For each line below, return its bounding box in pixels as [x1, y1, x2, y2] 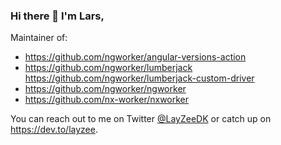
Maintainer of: [10, 32, 68, 44]
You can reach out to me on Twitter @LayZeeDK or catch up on [10, 113, 272, 125]
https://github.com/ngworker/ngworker [24, 83, 187, 95]
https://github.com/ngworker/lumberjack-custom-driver [24, 72, 255, 84]
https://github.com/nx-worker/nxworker [24, 94, 190, 106]
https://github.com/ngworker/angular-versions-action [24, 51, 247, 63]
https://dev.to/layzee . [10, 124, 98, 136]
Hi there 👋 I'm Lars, [10, 9, 105, 23]
